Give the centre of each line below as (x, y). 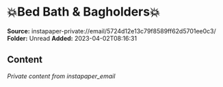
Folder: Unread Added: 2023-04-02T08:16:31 (72, 38)
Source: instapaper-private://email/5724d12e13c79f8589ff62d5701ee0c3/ (112, 31)
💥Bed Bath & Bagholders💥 (84, 12)
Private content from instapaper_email (61, 76)
